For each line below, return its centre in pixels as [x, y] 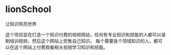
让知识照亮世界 [21, 24]
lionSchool [28, 9]
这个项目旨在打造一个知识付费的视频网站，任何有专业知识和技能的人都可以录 [85, 34]
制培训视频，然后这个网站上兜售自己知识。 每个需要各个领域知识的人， [79, 41]
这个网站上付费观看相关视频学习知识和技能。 [61, 47]
